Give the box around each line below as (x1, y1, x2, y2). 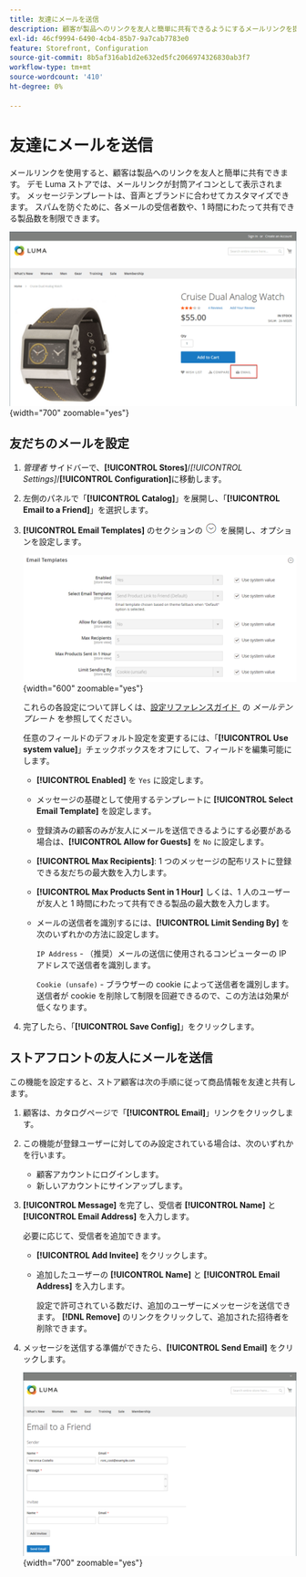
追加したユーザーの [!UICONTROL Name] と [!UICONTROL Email (36, 1269, 280, 1279)
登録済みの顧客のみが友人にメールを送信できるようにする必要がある (36, 824, 292, 835)
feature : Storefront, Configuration (9, 44, 148, 53)
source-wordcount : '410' (9, 73, 104, 82)
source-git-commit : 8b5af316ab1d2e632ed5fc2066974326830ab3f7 (9, 53, 250, 63)
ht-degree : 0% (9, 82, 64, 91)
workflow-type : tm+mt (9, 63, 92, 72)
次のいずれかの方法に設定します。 (36, 928, 164, 939)
